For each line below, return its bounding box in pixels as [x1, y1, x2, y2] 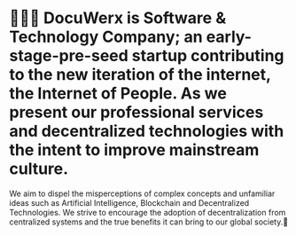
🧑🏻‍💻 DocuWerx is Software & [9, 8, 227, 28]
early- [206, 27, 253, 47]
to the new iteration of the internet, [9, 65, 271, 85]
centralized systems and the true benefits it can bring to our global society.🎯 [9, 216, 289, 227]
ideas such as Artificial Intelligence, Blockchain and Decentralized [9, 197, 250, 208]
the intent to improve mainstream [9, 140, 260, 161]
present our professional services [9, 102, 264, 122]
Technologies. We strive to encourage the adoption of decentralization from [9, 207, 286, 217]
